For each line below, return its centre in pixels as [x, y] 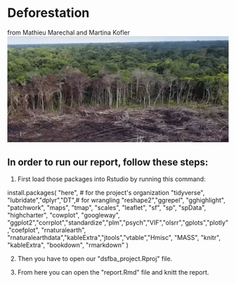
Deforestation [48, 13]
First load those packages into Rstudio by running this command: [111, 179]
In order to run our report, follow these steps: [108, 162]
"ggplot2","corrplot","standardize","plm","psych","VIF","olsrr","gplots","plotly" [118, 222]
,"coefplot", [24, 229]
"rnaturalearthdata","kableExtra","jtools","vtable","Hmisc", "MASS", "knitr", [114, 237]
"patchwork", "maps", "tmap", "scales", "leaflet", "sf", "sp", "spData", [107, 207]
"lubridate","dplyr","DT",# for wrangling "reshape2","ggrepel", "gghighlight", [117, 200]
